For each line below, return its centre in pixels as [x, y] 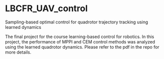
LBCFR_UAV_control [47, 9]
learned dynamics [23, 27]
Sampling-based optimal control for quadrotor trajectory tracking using [77, 22]
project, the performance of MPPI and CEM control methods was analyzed [80, 41]
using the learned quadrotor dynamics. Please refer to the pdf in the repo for [82, 47]
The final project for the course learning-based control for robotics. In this [80, 37]
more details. [18, 52]
